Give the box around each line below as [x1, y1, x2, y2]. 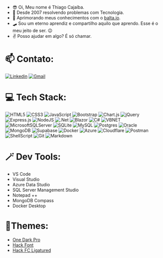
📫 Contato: [5, 53, 54, 65]
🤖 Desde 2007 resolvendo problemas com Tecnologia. [12, 9, 125, 15]
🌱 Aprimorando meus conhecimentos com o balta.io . [12, 15, 121, 20]
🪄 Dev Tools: [5, 151, 61, 162]
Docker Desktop [12, 203, 46, 209]
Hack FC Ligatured [12, 247, 51, 253]
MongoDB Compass [12, 197, 54, 203]
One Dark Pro [12, 237, 41, 243]
